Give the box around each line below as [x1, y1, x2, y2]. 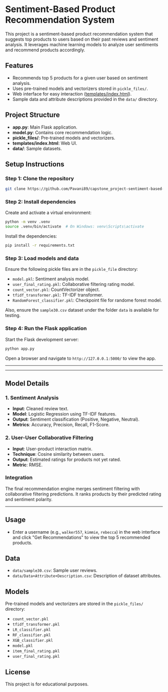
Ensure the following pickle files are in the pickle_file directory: [5, 266, 138, 272]
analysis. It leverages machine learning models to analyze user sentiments [5, 41, 158, 47]
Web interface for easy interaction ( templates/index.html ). [12, 90, 132, 96]
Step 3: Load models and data [5, 255, 79, 262]
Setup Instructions [5, 160, 64, 168]
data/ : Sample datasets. [12, 145, 62, 151]
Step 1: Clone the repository [5, 175, 74, 182]
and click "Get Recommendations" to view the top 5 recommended [12, 534, 150, 540]
